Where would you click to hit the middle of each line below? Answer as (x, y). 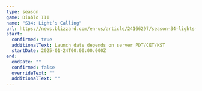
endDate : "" (27, 62)
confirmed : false (33, 67)
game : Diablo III (28, 17)
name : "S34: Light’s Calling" (44, 23)
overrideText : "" (33, 73)
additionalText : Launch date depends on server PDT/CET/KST (88, 45)
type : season (23, 12)
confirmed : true (32, 40)
